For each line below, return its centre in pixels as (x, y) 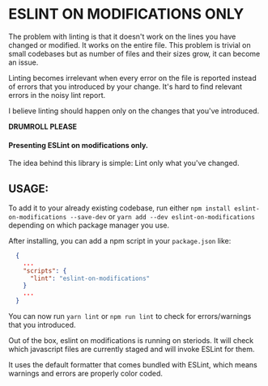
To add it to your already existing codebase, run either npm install (119, 208)
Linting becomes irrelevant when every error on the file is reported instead (132, 78)
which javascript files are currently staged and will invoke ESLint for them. (132, 350)
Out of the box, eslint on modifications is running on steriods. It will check (131, 341)
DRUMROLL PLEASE (43, 126)
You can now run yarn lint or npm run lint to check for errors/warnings (130, 316)
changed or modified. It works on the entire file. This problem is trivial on (130, 45)
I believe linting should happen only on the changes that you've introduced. (134, 111)
